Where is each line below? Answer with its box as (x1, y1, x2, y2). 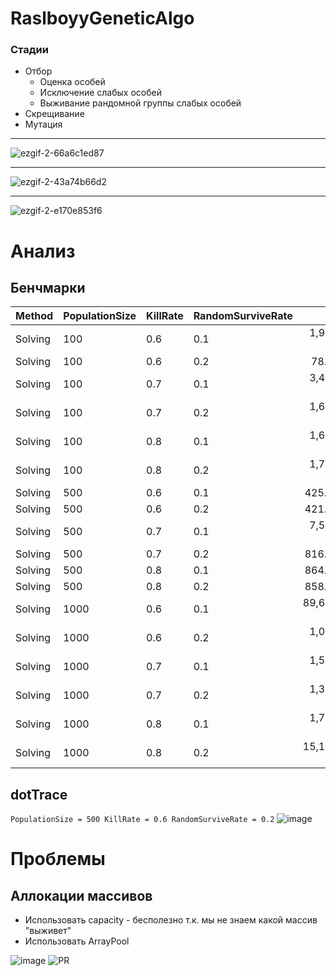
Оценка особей (39, 76, 106, 88)
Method (15, 309, 54, 323)
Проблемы (10, 848, 106, 871)
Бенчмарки (10, 280, 86, 297)
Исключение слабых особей (39, 87, 162, 99)
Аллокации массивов (10, 887, 153, 904)
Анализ (10, 240, 76, 262)
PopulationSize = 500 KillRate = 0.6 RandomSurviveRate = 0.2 (10, 815, 275, 825)
